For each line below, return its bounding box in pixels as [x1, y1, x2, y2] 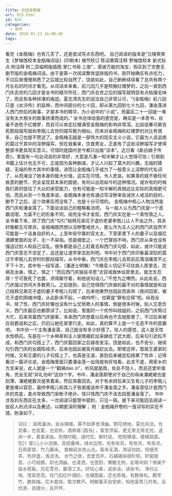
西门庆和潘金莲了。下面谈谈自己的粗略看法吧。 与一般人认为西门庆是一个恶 [5, 205, 164, 211]
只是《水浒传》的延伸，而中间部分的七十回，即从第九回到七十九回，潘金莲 [5, 102, 162, 108]
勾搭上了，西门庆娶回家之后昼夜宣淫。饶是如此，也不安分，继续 [32, 339, 167, 345]
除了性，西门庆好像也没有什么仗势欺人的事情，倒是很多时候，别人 [14, 301, 154, 307]
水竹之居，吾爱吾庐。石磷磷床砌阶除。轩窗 [63, 452, 154, 459]
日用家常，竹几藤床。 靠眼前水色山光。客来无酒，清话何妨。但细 [17, 446, 154, 452]
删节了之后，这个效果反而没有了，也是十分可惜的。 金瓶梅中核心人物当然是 [5, 198, 164, 204]
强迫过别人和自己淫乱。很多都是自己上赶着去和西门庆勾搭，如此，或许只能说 [5, 243, 167, 249]
